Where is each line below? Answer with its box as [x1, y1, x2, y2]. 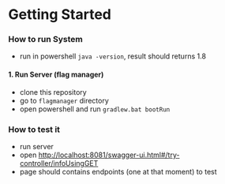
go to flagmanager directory [19, 96, 109, 105]
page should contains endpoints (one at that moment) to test [19, 167, 217, 176]
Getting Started [8, 6, 112, 24]
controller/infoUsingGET [19, 158, 99, 167]
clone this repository [19, 87, 87, 96]
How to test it [8, 124, 61, 135]
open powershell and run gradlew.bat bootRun [19, 104, 171, 114]
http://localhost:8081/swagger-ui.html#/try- [38, 150, 180, 160]
